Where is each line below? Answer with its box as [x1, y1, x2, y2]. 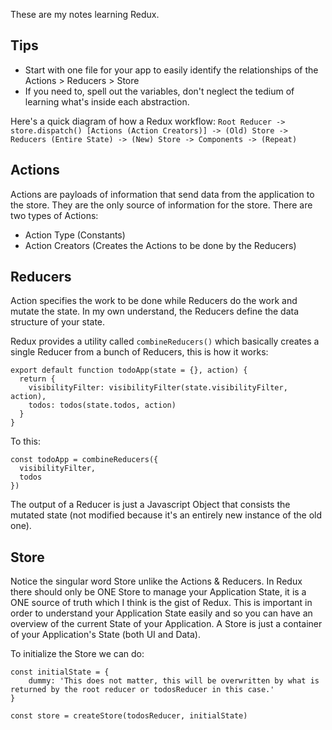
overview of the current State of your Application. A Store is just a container [10, 618, 323, 630]
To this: [10, 435, 41, 448]
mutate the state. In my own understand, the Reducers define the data [10, 305, 300, 318]
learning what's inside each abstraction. [24, 95, 190, 108]
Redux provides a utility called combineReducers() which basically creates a [10, 335, 320, 348]
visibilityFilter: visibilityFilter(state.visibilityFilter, [28, 383, 288, 393]
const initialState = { [10, 667, 110, 678]
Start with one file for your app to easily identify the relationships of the [24, 64, 319, 76]
